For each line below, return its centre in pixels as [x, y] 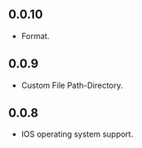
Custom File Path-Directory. [72, 85]
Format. [35, 35]
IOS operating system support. [77, 134]
